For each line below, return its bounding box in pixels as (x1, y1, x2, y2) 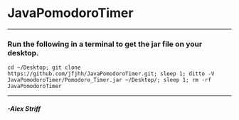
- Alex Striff (7, 104, 41, 113)
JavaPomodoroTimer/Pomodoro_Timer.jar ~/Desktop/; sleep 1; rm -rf (7, 77, 212, 84)
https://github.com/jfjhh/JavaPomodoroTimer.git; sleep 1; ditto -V (7, 70, 215, 77)
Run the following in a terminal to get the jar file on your (7, 39, 203, 49)
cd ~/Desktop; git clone (7, 64, 81, 72)
